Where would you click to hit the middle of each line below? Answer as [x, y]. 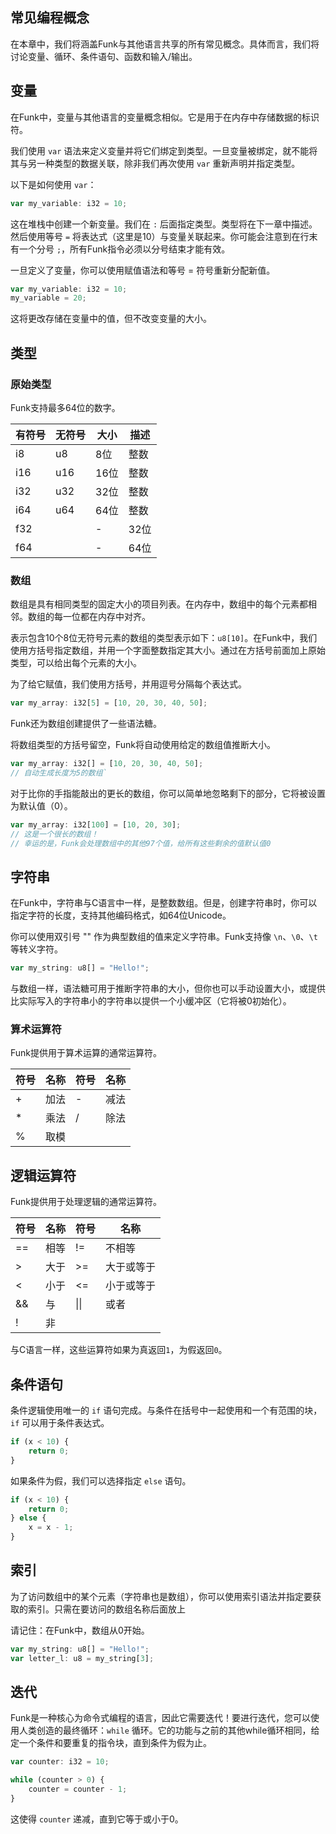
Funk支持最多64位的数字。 [65, 407]
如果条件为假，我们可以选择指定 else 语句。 [101, 1480]
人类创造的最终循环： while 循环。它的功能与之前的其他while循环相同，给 [169, 1730]
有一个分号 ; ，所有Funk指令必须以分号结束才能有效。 [120, 249]
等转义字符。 [36, 949]
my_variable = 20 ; [48, 298]
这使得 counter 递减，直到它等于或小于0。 [97, 1819]
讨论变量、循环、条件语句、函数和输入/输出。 [104, 56]
